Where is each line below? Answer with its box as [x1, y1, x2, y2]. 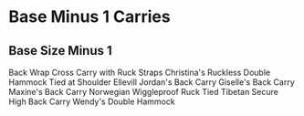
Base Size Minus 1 [8, 43, 113, 58]
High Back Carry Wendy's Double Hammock [8, 96, 175, 107]
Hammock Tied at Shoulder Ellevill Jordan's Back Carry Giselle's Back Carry [8, 77, 296, 88]
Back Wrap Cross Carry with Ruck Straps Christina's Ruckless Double [8, 67, 271, 78]
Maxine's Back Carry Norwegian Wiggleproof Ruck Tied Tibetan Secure [8, 87, 279, 97]
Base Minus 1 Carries [8, 6, 171, 27]
